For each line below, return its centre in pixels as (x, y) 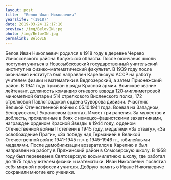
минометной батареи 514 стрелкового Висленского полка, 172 (74, 96)
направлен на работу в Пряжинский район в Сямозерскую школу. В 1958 (86, 150)
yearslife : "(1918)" (27, 19)
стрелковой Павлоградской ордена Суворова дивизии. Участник (77, 101)
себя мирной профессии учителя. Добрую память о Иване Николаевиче (85, 167)
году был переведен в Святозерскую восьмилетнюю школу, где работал (85, 156)
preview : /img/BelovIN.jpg (34, 29)
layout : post (19, 10)
